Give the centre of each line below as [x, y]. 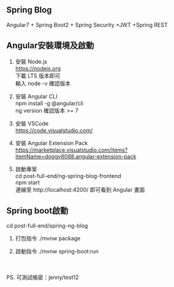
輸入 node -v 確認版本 [43, 83]
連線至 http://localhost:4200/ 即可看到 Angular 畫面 [80, 190]
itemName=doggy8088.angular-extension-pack [76, 156]
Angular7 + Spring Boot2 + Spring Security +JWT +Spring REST [87, 24]
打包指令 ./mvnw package [48, 239]
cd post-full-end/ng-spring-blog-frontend [68, 176]
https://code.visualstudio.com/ [54, 130]
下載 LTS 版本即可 [38, 75]
